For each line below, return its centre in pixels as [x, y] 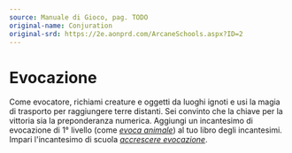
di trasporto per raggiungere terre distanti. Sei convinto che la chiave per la [146, 111]
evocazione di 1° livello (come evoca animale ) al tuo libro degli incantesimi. [146, 130]
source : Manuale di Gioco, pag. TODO [79, 17]
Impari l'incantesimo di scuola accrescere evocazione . [108, 140]
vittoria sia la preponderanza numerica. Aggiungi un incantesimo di [131, 121]
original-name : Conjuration [61, 26]
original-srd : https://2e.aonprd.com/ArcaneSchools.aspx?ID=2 [126, 34]
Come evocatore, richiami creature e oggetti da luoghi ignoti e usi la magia [145, 102]
